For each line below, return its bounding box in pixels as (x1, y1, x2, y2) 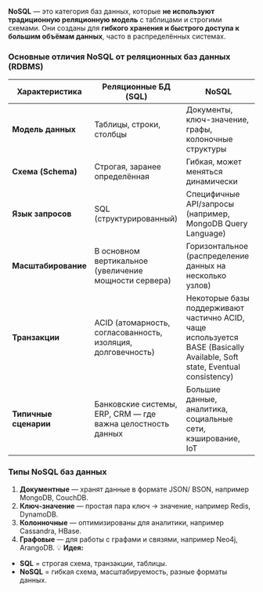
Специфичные (186, 188, 240, 199)
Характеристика (16, 86, 82, 97)
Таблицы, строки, (94, 119, 161, 130)
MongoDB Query (186, 218, 248, 229)
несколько (186, 270, 227, 281)
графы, (186, 124, 213, 135)
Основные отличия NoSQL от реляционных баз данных (8, 51, 231, 62)
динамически (186, 176, 238, 187)
